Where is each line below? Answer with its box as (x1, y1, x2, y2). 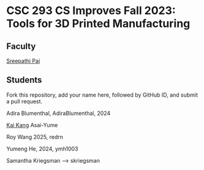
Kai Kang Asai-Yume (6, 121, 58, 128)
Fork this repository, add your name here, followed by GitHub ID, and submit (6, 91, 198, 98)
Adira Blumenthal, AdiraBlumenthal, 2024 (6, 109, 111, 117)
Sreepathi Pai (6, 57, 40, 64)
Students (6, 75, 42, 86)
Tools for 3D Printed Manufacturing (6, 17, 191, 31)
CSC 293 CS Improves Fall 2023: (6, 4, 176, 18)
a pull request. (6, 97, 43, 105)
